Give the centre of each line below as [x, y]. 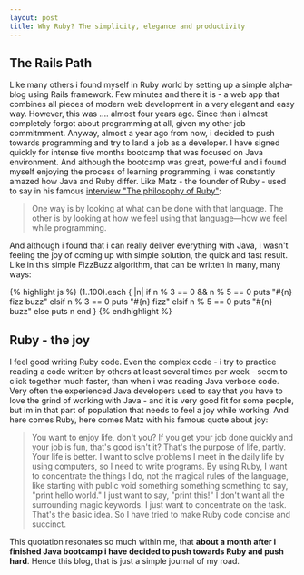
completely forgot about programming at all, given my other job [128, 124]
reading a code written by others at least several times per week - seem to [148, 372]
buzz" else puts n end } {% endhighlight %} [91, 312]
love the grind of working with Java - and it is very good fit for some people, [152, 401]
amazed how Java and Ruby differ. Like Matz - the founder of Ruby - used [148, 182]
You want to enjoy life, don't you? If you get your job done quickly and [162, 438]
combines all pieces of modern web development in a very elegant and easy [152, 104]
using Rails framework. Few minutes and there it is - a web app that [153, 94]
